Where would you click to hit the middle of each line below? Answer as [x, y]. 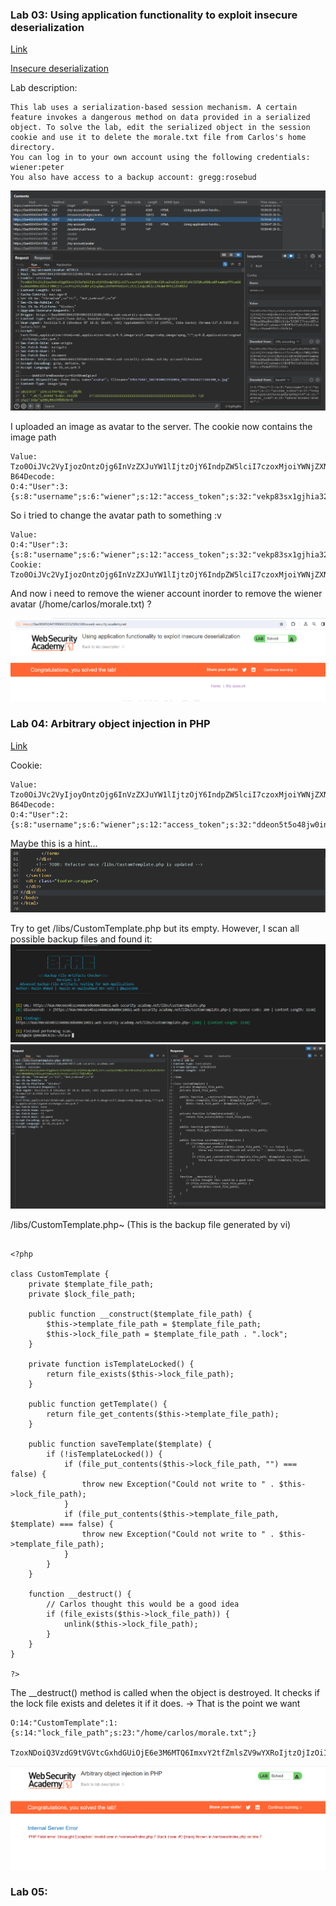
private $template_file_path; [91, 1284]
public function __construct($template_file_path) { [140, 1314]
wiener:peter [37, 168]
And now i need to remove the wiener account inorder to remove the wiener [166, 594]
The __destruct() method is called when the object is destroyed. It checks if [165, 1693]
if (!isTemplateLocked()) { [104, 1454]
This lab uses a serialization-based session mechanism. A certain [154, 108]
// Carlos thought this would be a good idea [143, 1604]
